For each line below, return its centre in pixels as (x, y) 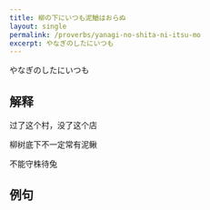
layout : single (38, 26)
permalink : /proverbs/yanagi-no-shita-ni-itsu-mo (105, 35)
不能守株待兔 (33, 164)
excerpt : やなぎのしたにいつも (62, 43)
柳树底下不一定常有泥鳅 (53, 145)
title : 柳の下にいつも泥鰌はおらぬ (68, 18)
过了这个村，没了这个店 (53, 125)
